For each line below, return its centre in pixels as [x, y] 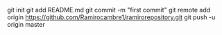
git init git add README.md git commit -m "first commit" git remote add [109, 10]
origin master [26, 24]
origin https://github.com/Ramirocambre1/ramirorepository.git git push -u [111, 17]
